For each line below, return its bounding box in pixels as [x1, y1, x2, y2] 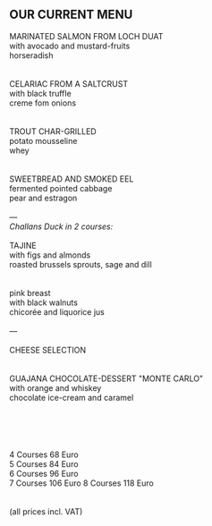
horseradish [9, 49, 54, 61]
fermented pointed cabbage [9, 182, 113, 193]
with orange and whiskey [9, 382, 102, 393]
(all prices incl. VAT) [9, 505, 83, 517]
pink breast [9, 287, 51, 298]
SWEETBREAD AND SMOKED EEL [9, 174, 134, 184]
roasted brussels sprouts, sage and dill [9, 259, 152, 269]
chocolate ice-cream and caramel [9, 392, 134, 403]
